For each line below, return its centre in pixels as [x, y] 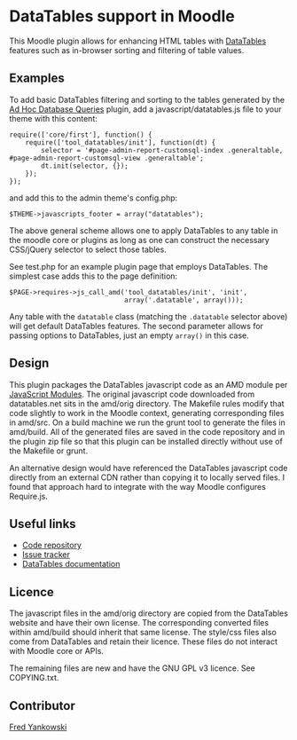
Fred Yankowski [38, 727]
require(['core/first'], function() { [81, 135]
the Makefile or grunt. [49, 451]
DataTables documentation [71, 564]
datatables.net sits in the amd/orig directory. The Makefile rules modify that [147, 403]
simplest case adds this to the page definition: [94, 276]
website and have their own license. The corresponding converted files [139, 623]
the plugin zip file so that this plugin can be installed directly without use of [146, 441]
